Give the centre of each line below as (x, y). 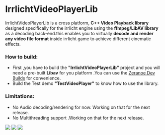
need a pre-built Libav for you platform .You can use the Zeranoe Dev (83, 73)
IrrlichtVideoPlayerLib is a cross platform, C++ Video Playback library (77, 23)
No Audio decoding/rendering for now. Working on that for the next (81, 107)
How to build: (22, 57)
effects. (13, 44)
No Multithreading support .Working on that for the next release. (78, 118)
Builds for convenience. (37, 78)
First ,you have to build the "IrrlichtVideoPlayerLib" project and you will (86, 67)
